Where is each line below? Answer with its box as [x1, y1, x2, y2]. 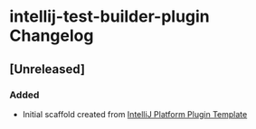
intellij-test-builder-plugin [9, 6, 210, 27]
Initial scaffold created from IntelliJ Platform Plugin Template [22, 108, 248, 119]
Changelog [9, 25, 94, 46]
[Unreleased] [9, 61, 86, 77]
